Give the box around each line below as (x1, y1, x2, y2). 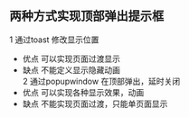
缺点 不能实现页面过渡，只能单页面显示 (22, 98, 168, 109)
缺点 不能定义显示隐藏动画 (22, 64, 120, 75)
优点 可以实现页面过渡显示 (22, 53, 120, 64)
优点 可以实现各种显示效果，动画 (22, 86, 145, 97)
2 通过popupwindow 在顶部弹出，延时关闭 (22, 76, 181, 86)
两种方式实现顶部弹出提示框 (9, 8, 165, 24)
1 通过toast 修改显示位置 (9, 34, 99, 45)
